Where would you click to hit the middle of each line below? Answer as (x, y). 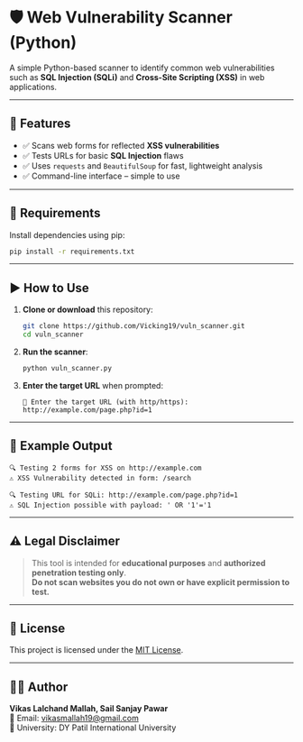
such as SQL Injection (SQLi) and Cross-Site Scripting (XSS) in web (137, 77)
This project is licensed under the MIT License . (96, 650)
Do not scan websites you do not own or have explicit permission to (161, 582)
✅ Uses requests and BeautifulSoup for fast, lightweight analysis (142, 165)
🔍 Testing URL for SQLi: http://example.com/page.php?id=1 (124, 495)
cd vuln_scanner (53, 334)
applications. (33, 87)
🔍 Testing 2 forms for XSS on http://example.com (106, 468)
